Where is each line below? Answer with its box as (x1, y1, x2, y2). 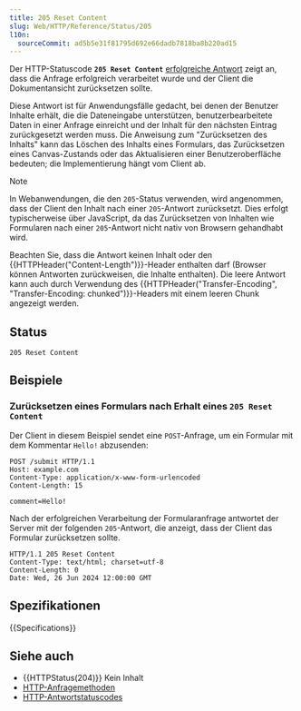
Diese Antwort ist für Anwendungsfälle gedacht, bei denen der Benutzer (9, 101, 279, 112)
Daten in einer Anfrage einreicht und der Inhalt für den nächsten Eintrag (9, 120, 277, 131)
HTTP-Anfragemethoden (22, 682, 116, 693)
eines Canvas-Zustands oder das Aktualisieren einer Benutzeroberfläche (9, 149, 282, 160)
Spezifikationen (9, 598, 102, 614)
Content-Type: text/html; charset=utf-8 (9, 558, 165, 567)
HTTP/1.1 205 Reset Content (9, 549, 116, 558)
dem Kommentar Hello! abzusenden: (9, 439, 149, 450)
